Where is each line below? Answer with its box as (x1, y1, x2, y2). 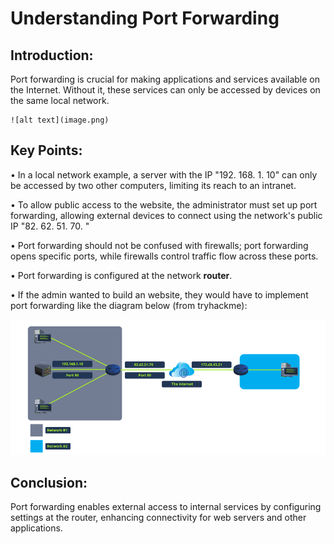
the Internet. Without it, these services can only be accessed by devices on (10, 84, 321, 96)
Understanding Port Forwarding (10, 7, 280, 30)
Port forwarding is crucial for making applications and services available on (10, 73, 321, 85)
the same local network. (10, 95, 110, 106)
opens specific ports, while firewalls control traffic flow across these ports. (10, 250, 319, 262)
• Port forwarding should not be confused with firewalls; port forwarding (10, 239, 309, 251)
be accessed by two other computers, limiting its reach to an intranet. (10, 179, 297, 191)
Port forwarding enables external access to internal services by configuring (10, 501, 322, 513)
